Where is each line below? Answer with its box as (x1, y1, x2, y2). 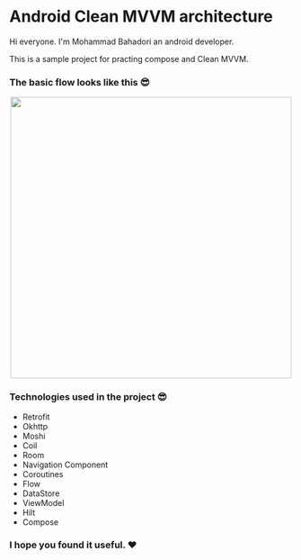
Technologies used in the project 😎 (9, 391, 168, 403)
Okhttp (22, 420, 49, 431)
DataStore (22, 488, 60, 499)
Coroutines (22, 468, 64, 479)
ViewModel (22, 497, 65, 508)
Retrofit (22, 411, 50, 422)
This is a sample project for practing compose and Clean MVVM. (9, 53, 249, 64)
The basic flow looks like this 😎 (9, 76, 150, 88)
